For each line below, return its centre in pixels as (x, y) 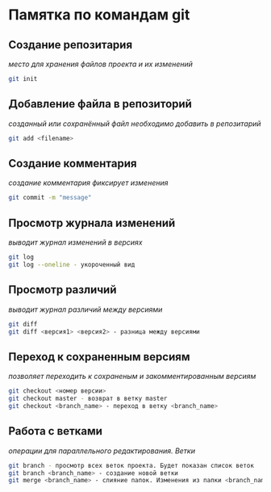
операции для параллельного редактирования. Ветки (102, 451)
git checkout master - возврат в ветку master (88, 399)
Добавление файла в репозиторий (100, 104)
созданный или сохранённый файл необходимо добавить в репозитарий (135, 124)
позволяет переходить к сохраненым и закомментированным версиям (132, 376)
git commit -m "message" (50, 198)
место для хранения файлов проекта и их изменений (101, 64)
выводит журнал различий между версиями (85, 309)
